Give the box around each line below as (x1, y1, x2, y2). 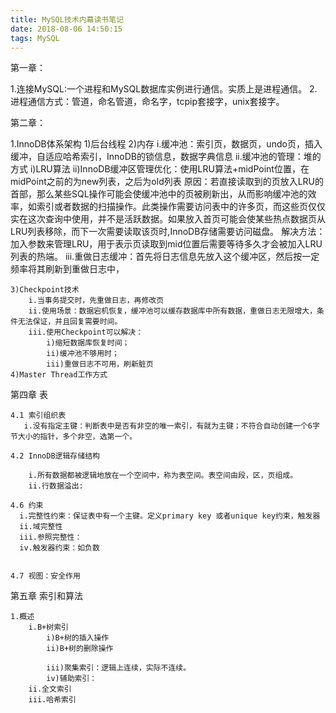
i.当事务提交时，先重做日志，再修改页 (28, 296, 165, 306)
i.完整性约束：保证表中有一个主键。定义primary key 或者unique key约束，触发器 (19, 511, 321, 521)
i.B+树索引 (28, 622, 69, 633)
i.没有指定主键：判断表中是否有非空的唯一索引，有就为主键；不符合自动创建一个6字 (23, 421, 320, 431)
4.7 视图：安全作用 (10, 571, 81, 581)
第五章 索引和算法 (10, 590, 83, 602)
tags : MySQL (10, 33, 60, 43)
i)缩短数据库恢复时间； (46, 338, 130, 348)
